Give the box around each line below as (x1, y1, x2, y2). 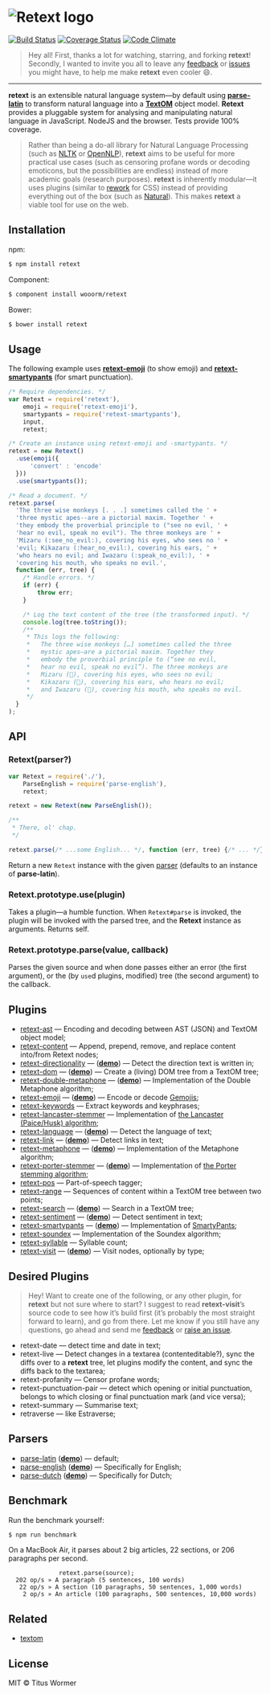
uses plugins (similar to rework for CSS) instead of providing (27, 182, 228, 192)
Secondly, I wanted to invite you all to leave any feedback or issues (27, 59, 251, 68)
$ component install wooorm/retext (8, 290, 128, 298)
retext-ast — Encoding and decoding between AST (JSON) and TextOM (19, 1025, 258, 1034)
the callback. (8, 980, 51, 989)
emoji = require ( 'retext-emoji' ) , (22, 403, 138, 411)
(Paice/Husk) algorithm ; (19, 1118, 99, 1128)
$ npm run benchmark (8, 1531, 78, 1539)
